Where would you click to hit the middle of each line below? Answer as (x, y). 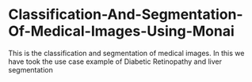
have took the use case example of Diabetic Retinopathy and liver (115, 61)
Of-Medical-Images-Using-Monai (122, 31)
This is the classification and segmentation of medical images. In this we (126, 53)
